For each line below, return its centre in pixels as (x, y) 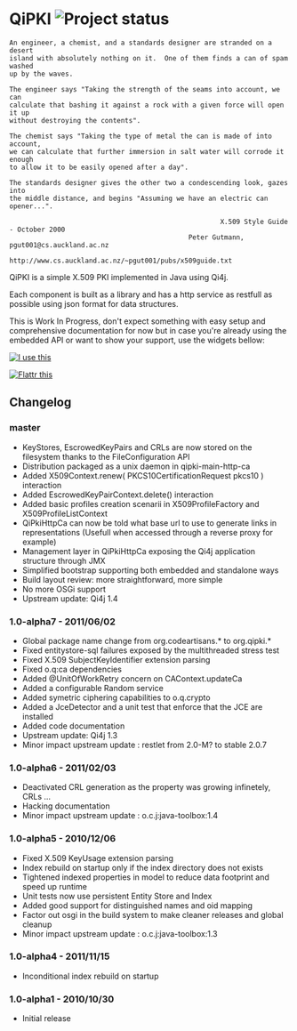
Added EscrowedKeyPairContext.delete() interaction (118, 495)
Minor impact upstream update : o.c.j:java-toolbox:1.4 (120, 816)
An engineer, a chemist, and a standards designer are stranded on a (141, 43)
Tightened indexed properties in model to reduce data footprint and (145, 877)
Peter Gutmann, (216, 237)
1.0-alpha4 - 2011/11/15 (60, 956)
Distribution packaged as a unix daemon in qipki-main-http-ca (136, 466)
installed (37, 716)
